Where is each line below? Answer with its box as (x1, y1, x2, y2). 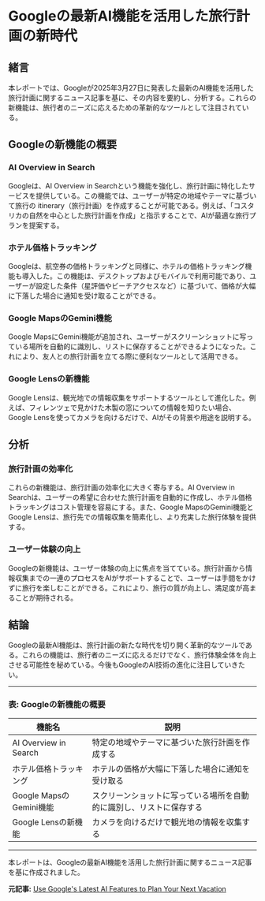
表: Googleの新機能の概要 (8, 699, 106, 710)
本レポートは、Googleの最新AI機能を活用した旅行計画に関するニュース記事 (8, 857, 252, 867)
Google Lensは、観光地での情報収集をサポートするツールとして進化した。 (8, 393, 250, 402)
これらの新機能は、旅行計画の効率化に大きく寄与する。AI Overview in (8, 482, 235, 493)
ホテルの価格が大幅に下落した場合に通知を (91, 763, 250, 774)
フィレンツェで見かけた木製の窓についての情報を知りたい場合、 (28, 403, 237, 412)
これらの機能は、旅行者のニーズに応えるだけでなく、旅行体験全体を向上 (21, 650, 256, 660)
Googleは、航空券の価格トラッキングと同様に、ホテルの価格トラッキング (8, 261, 246, 270)
